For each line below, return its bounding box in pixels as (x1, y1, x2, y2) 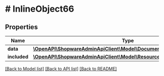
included (7, 54, 28, 60)
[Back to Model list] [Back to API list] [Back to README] (5, 66, 117, 72)
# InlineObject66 (5, 3, 74, 15)
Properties (5, 23, 38, 31)
